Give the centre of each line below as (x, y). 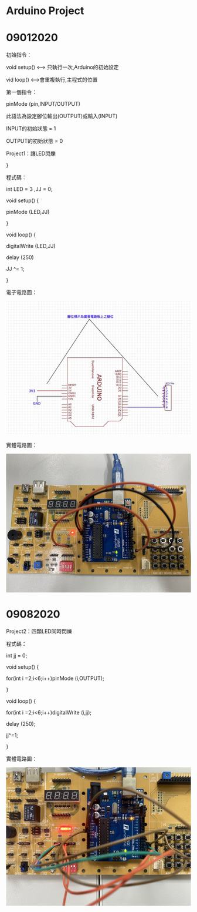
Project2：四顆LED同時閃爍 (39, 631)
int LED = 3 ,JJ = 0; (29, 189)
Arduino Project (45, 11)
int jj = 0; (17, 655)
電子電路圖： (21, 293)
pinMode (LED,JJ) (28, 212)
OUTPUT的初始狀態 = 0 (35, 141)
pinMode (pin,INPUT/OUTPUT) (43, 104)
